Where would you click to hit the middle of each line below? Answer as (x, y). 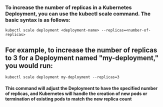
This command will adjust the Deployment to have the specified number (81, 88)
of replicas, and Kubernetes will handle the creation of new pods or (76, 93)
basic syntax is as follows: (38, 20)
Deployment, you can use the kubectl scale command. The (78, 13)
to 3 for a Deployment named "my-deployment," (82, 58)
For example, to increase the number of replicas (81, 50)
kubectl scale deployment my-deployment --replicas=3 (62, 77)
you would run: (29, 66)
